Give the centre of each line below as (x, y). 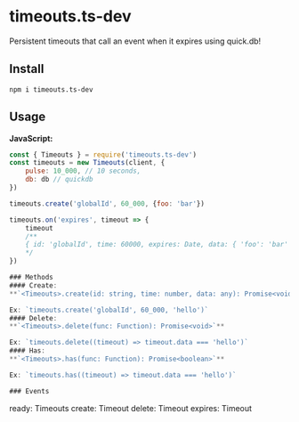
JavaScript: (31, 138)
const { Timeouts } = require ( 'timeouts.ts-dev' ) (103, 154)
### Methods (31, 278)
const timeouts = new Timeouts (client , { (87, 163)
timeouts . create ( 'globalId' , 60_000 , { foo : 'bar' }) (107, 203)
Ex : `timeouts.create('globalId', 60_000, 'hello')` (109, 310)
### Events (29, 391)
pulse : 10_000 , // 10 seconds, (83, 171)
